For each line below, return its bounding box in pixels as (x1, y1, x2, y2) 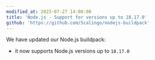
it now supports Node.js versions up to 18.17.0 (14, 48, 129, 55)
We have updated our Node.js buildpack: (6, 36, 106, 43)
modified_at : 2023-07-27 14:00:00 (6, 8, 92, 15)
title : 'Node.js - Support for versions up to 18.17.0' (6, 14, 147, 20)
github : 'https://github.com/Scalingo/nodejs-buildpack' (6, 20, 150, 26)
